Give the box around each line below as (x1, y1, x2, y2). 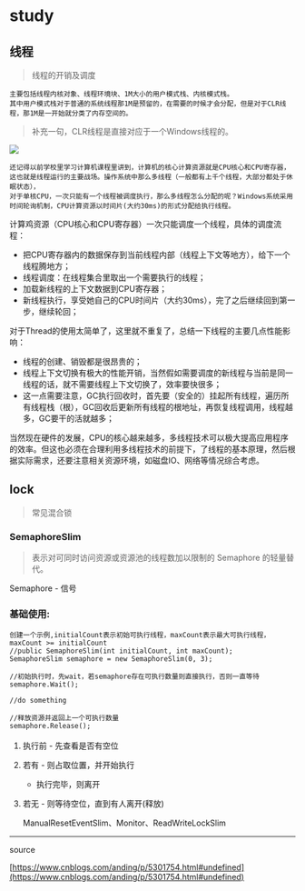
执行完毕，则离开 (35, 779, 101, 790)
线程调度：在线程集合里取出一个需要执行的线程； (22, 272, 206, 283)
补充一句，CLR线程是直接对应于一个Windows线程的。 (31, 126, 233, 136)
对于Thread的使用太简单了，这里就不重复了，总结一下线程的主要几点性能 (9, 325, 283, 336)
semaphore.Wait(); (9, 680, 79, 689)
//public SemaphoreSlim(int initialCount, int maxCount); (9, 646, 233, 656)
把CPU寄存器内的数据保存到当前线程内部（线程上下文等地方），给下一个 (22, 249, 290, 260)
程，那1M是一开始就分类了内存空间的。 (9, 109, 133, 118)
